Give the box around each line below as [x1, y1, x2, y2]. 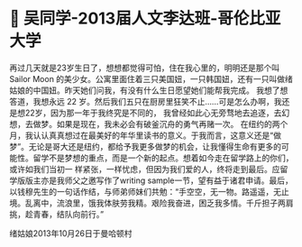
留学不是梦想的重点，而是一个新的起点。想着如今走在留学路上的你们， [32, 152, 294, 163]
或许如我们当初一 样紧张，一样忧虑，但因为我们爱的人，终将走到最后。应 [9, 163, 280, 174]
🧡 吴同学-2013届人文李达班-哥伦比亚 [9, 8, 281, 29]
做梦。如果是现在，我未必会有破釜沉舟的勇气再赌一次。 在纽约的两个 [32, 118, 288, 129]
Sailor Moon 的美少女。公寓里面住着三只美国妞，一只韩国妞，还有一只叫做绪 [9, 73, 293, 84]
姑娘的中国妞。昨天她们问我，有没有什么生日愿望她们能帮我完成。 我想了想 [9, 85, 288, 96]
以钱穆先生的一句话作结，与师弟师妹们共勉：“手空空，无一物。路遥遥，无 [9, 186, 282, 197]
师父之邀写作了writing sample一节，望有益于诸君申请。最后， [64, 175, 293, 186]
